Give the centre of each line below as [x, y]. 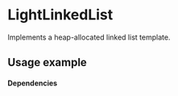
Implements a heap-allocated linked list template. [89, 37]
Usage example [48, 63]
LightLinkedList [60, 15]
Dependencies [33, 83]
